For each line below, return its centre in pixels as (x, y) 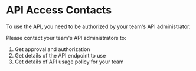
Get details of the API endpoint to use (60, 55)
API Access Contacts (59, 10)
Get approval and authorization (52, 49)
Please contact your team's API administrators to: (66, 38)
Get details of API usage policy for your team (69, 62)
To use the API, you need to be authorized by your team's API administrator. (98, 26)
